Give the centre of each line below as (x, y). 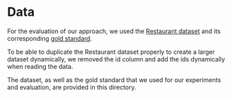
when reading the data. (40, 66)
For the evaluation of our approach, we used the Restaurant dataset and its (114, 31)
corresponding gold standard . (50, 38)
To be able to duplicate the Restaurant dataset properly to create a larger (111, 52)
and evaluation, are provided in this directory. (72, 87)
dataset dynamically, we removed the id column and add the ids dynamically (116, 59)
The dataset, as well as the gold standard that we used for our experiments (114, 79)
